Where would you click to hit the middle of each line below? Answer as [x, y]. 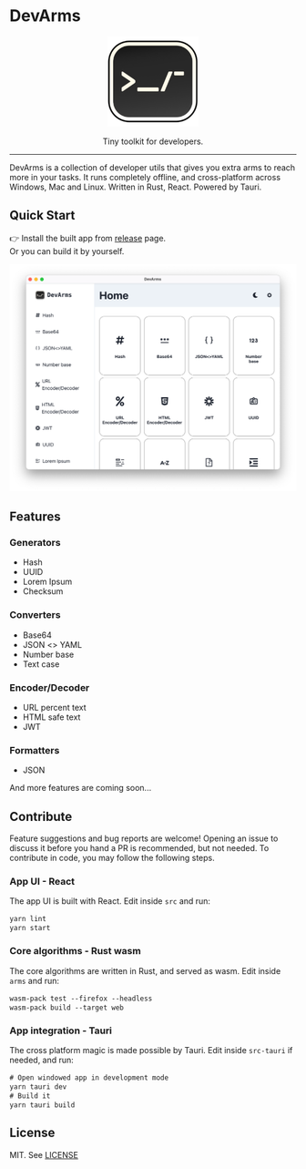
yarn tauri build [42, 1105]
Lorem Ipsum [47, 582]
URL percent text [54, 707]
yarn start [30, 928]
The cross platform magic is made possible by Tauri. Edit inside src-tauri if [151, 1050]
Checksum [43, 591]
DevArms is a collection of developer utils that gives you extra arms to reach [153, 167]
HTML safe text [51, 717]
